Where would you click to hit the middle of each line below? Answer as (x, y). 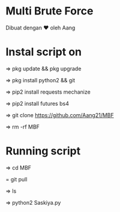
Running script (43, 151)
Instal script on (44, 52)
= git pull (16, 179)
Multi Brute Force (49, 11)
